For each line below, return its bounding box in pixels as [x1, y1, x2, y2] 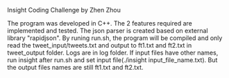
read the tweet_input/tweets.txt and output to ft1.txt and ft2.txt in [7, 41, 192, 49]
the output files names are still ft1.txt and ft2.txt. [7, 64, 144, 71]
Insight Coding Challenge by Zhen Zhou [7, 6, 121, 14]
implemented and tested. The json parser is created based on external [7, 27, 208, 35]
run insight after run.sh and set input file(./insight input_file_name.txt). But [7, 56, 218, 64]
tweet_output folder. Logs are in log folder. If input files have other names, [7, 48, 219, 57]
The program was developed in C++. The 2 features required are [7, 19, 192, 27]
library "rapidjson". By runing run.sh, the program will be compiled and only [7, 34, 223, 42]
